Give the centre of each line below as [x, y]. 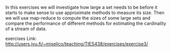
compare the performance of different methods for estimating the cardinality [86, 23]
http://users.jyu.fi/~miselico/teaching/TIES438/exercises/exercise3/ [77, 44]
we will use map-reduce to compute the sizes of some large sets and [78, 18]
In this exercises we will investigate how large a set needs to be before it [81, 7]
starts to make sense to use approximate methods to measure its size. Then [85, 13]
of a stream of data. [26, 29]
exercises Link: [21, 38]
